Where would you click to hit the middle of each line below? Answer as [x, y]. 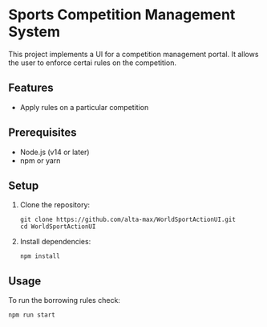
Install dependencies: [55, 242]
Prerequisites [42, 133]
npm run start [32, 315]
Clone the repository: [55, 205]
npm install [40, 256]
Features [31, 88]
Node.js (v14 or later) [55, 152]
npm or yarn [40, 160]
